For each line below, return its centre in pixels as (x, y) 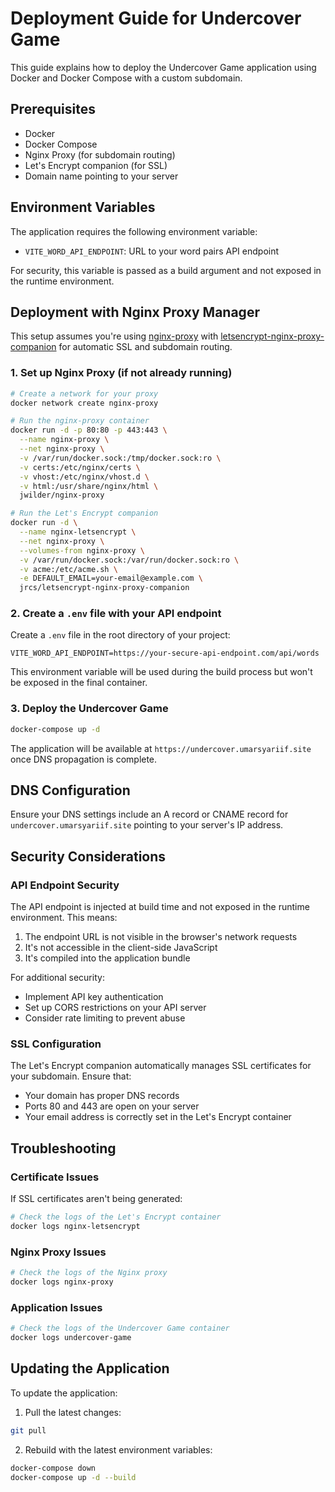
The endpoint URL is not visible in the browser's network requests (161, 937)
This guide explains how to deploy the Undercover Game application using (163, 67)
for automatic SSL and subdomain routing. (145, 347)
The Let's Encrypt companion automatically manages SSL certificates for (161, 1066)
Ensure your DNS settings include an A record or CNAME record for (149, 814)
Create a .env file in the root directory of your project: (120, 635)
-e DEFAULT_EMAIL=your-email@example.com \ (111, 578)
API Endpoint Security (65, 885)
